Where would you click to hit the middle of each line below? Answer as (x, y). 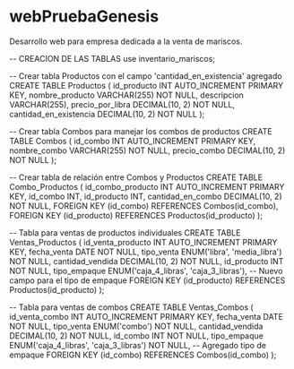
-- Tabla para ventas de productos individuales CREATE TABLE (125, 232)
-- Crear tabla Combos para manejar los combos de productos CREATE (141, 131)
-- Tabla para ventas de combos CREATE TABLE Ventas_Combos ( (131, 307)
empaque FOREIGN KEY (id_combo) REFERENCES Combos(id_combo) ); (143, 355)
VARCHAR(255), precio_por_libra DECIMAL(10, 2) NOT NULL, (122, 104)
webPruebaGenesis (84, 17)
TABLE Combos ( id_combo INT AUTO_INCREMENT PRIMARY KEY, (133, 141)
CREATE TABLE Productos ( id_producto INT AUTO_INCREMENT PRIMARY (147, 85)
